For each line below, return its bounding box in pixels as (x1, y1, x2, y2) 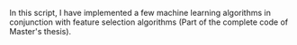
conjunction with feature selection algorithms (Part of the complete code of (9, 17, 289, 27)
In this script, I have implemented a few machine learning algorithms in (9, 8, 272, 18)
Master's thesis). (9, 26, 72, 36)
